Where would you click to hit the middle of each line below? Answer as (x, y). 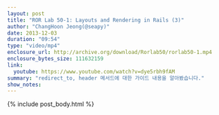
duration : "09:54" (34, 39)
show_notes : (24, 85)
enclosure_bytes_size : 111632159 (55, 59)
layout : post (26, 14)
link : (15, 65)
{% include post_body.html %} (51, 104)
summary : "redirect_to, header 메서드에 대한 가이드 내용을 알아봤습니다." (106, 78)
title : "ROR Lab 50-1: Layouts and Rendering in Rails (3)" (96, 20)
